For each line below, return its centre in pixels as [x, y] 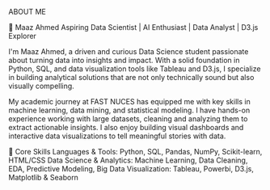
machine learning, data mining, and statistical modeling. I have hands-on [129, 110]
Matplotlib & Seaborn [44, 177]
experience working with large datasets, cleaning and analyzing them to [128, 119]
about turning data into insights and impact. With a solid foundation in [124, 60]
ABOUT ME [27, 12]
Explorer [22, 36]
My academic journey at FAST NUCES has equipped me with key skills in [129, 101]
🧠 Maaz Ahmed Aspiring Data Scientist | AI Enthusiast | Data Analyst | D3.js [133, 27]
